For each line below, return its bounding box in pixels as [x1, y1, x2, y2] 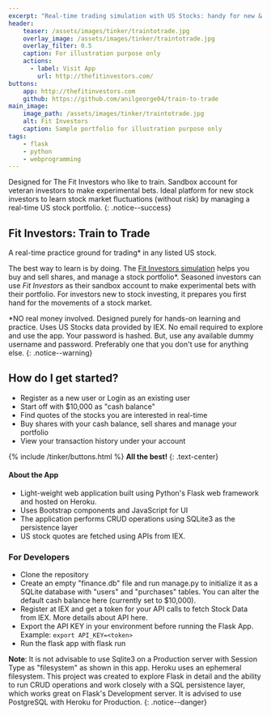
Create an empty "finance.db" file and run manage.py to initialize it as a [19, 578, 259, 588]
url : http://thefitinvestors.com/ [37, 72, 154, 80]
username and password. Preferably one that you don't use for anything [8, 339, 249, 349]
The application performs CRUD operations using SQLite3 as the [19, 514, 236, 524]
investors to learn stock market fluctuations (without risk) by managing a [8, 194, 251, 204]
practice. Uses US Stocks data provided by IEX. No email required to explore [8, 322, 264, 332]
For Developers [8, 551, 70, 563]
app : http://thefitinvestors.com [23, 87, 136, 96]
